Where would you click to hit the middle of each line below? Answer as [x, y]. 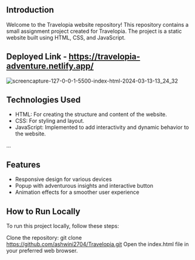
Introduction [30, 10]
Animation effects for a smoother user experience [77, 192]
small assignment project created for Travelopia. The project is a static [94, 31]
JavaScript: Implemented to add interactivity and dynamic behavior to [102, 128]
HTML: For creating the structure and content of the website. [91, 114]
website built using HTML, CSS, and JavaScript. [66, 37]
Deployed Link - [37, 57]
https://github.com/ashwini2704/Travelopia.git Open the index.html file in [97, 244]
